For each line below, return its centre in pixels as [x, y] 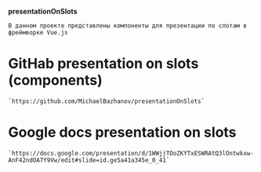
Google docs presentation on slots [122, 132]
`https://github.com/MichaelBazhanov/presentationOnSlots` [107, 101]
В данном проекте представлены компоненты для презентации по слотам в [127, 26]
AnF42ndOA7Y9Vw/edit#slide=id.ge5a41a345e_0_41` [89, 160]
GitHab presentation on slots [103, 64]
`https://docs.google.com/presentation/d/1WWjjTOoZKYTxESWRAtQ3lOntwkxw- [131, 153]
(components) [56, 81]
